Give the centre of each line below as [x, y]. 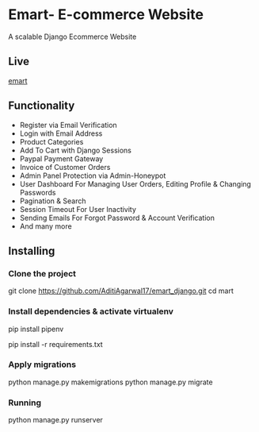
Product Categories [51, 141]
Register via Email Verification [68, 125]
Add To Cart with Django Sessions [76, 150]
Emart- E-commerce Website [106, 15]
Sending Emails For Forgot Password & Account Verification [117, 218]
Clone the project [42, 273]
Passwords [38, 192]
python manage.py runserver [55, 420]
